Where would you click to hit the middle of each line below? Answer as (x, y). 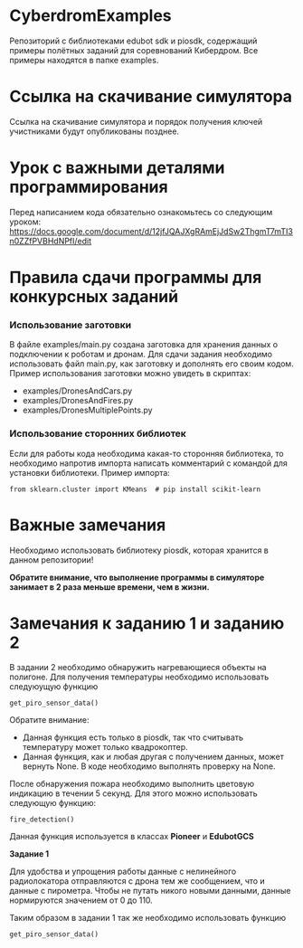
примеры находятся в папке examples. (84, 60)
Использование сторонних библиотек (98, 433)
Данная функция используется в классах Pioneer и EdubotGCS (132, 837)
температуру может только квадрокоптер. (105, 747)
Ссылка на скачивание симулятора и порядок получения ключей (136, 121)
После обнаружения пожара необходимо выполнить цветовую (132, 784)
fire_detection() (42, 820)
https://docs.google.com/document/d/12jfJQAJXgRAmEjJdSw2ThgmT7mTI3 (151, 231)
